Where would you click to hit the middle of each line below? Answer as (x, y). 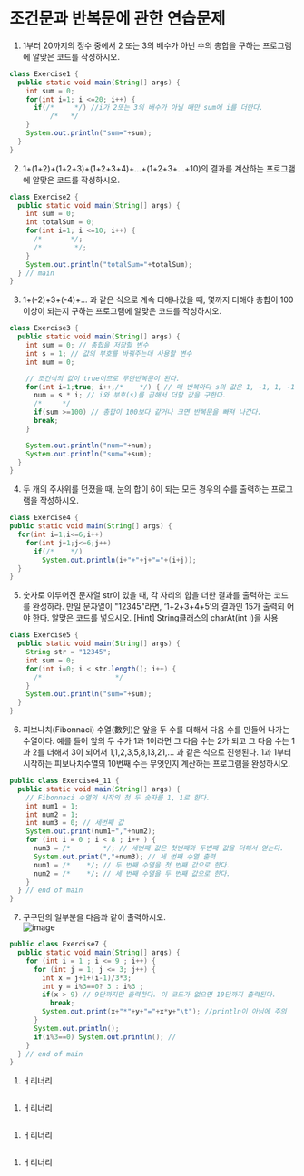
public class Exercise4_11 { (64, 781)
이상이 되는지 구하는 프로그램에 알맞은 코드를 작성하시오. (122, 311)
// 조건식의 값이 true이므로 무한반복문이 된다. (103, 378)
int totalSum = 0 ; (60, 222)
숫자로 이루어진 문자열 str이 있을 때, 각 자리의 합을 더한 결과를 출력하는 (147, 595)
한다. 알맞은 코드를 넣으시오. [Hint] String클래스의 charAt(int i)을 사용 (155, 618)
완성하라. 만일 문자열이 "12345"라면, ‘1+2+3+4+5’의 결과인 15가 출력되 (159, 607)
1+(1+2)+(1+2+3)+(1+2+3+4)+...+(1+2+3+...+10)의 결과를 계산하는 (143, 168)
